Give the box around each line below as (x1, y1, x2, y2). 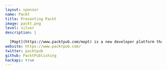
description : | (5, 30, 37, 35)
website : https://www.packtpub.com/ (5, 44, 81, 49)
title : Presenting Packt (5, 16, 57, 21)
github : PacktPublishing (5, 53, 57, 58)
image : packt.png (5, 21, 41, 26)
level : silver (5, 26, 35, 31)
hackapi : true (5, 58, 35, 63)
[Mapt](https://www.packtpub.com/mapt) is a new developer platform (9, 39, 155, 44)
